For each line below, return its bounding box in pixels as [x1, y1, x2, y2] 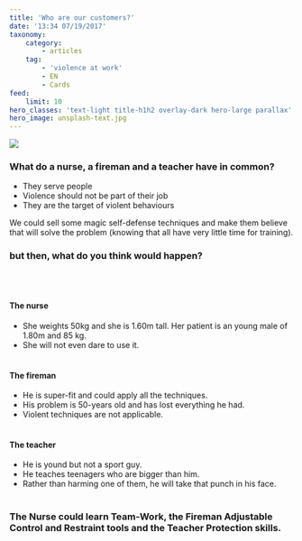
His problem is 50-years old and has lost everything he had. [22, 399, 245, 410]
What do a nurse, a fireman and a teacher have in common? [9, 160, 275, 173]
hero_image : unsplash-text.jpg [9, 114, 127, 123]
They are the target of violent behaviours [22, 200, 175, 211]
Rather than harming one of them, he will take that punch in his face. [22, 479, 277, 490]
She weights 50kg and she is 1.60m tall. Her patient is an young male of [22, 320, 288, 331]
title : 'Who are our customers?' [9, 13, 135, 23]
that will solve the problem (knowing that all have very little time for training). [9, 227, 294, 238]
